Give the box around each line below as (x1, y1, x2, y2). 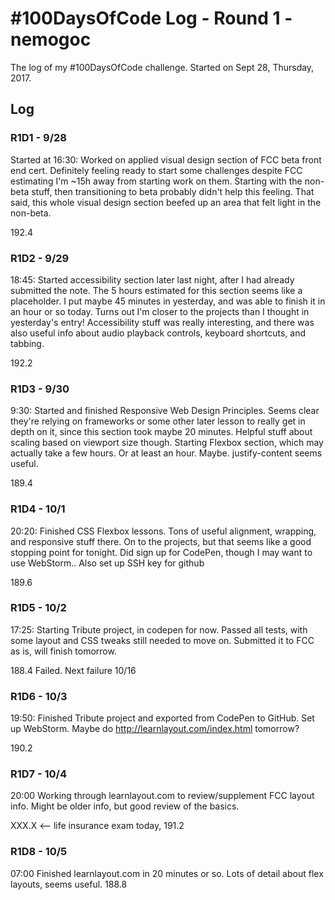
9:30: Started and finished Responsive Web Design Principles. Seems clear (10, 405, 320, 417)
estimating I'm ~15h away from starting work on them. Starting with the (10, 175, 303, 187)
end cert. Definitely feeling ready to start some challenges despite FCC (10, 164, 303, 176)
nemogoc (10, 28, 92, 51)
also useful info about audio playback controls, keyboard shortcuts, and (10, 327, 307, 339)
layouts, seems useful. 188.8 (10, 878, 128, 890)
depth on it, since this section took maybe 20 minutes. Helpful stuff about (10, 426, 313, 438)
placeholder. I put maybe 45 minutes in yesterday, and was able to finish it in (10, 295, 326, 307)
